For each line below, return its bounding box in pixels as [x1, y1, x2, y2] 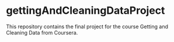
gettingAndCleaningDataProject [6, 4, 165, 17]
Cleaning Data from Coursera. [6, 29, 78, 36]
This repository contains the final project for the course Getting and [6, 23, 168, 30]
